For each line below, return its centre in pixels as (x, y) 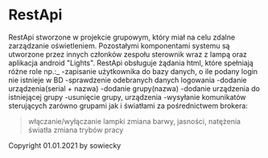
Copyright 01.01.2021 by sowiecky (65, 145)
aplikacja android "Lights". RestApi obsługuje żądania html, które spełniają (131, 63)
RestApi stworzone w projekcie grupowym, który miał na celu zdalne (122, 37)
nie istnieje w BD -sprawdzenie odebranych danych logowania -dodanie (128, 80)
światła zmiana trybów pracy (76, 130)
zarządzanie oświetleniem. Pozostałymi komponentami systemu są (119, 45)
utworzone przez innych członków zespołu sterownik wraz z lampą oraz (128, 54)
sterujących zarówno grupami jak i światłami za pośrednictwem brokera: (128, 106)
